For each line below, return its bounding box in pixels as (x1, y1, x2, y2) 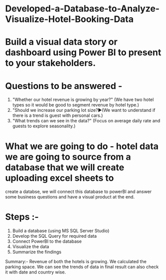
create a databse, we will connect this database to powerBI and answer (5, 188, 152, 194)
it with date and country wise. (5, 269, 66, 275)
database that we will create (5, 162, 125, 173)
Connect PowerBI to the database (12, 238, 82, 244)
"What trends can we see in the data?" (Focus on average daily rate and (12, 118, 161, 124)
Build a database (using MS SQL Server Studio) (12, 228, 110, 234)
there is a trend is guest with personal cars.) (12, 112, 103, 118)
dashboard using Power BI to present (5, 47, 162, 58)
